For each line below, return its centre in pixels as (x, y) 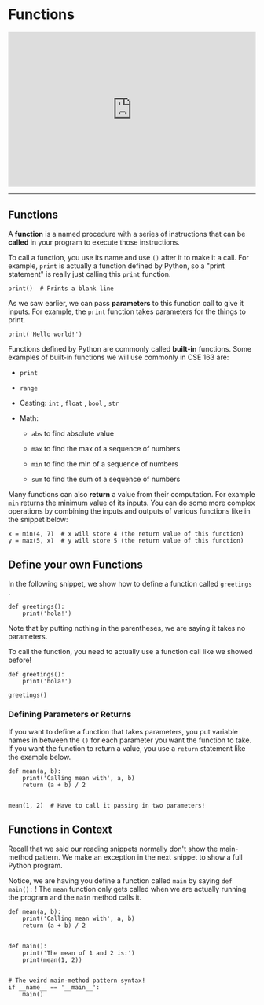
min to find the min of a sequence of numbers (104, 464)
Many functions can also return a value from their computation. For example (132, 494)
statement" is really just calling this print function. (90, 274)
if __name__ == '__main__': (54, 987)
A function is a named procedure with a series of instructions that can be (127, 234)
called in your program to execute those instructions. (94, 242)
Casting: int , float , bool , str (69, 403)
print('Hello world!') (45, 334)
